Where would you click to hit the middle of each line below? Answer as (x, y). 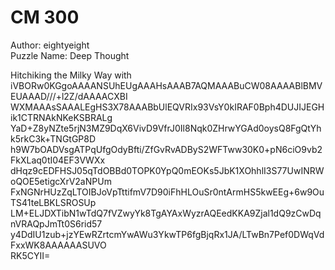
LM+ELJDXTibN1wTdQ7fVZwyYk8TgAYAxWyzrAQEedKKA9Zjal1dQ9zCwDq (166, 213)
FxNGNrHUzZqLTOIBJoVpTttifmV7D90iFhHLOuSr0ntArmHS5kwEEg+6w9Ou (167, 192)
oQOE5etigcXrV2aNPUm (61, 181)
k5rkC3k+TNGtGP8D (53, 138)
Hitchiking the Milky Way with (71, 75)
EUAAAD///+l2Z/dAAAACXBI (69, 96)
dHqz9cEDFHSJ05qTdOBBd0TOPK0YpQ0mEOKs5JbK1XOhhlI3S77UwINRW (167, 170)
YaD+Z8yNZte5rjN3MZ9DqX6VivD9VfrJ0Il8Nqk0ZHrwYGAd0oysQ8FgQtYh (166, 128)
